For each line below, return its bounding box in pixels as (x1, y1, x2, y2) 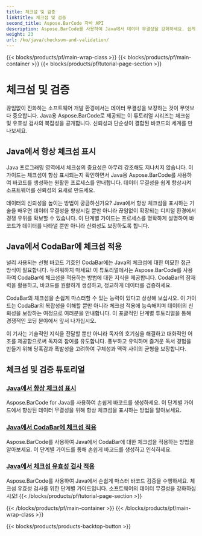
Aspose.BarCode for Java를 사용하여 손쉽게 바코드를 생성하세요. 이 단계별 (6, 399, 183, 406)
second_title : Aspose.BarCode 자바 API (6, 20, 104, 26)
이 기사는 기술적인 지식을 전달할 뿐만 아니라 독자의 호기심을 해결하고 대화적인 (6, 329, 187, 337)
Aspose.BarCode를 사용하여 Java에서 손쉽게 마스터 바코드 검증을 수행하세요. (6, 477, 189, 485)
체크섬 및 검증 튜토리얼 (6, 364, 86, 374)
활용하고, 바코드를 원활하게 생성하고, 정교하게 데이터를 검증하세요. (17, 281, 172, 288)
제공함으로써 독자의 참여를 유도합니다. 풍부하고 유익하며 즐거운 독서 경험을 (17, 337, 192, 345)
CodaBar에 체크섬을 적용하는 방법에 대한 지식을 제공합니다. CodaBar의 (17, 274, 185, 281)
